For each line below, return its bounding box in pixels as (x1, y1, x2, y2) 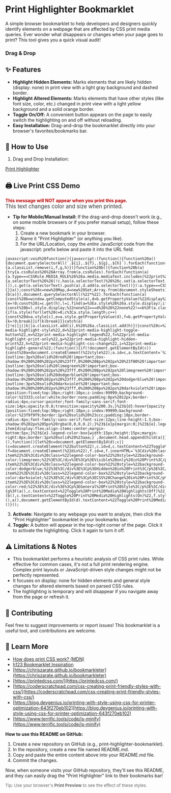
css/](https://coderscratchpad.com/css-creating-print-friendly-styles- (12, 688, 161, 694)
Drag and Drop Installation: (12, 156, 69, 162)
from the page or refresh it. (12, 594, 70, 600)
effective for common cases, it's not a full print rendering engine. (12, 561, 149, 568)
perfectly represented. (12, 572, 60, 578)
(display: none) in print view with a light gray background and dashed (12, 84, 158, 90)
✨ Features (5, 65, 41, 74)
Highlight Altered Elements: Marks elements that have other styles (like (12, 95, 164, 101)
